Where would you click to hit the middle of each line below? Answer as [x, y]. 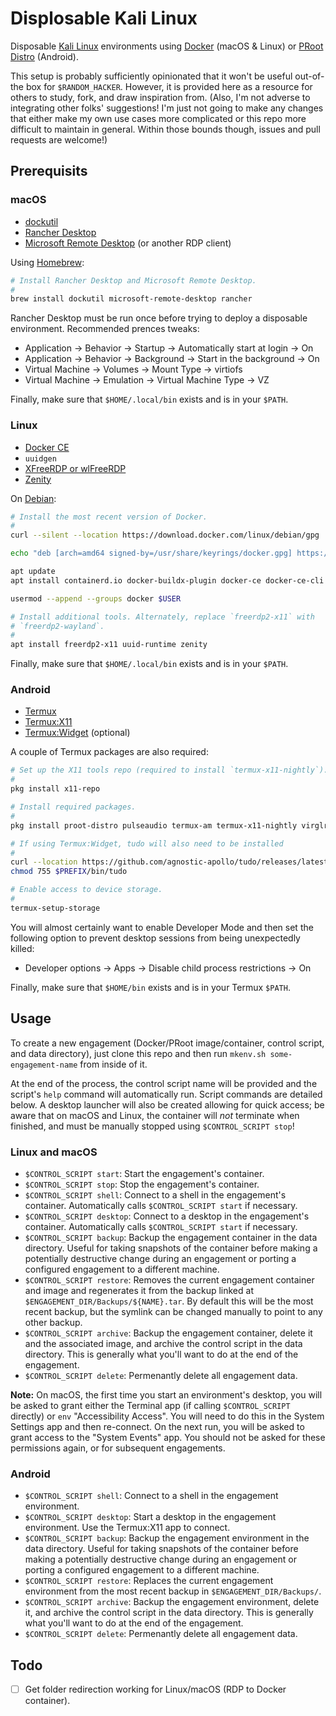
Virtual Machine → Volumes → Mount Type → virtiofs [133, 369]
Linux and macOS [54, 1152]
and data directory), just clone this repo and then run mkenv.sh [138, 1053]
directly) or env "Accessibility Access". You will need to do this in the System [167, 1416]
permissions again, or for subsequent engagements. [118, 1448]
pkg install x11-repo [55, 789]
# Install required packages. [73, 807]
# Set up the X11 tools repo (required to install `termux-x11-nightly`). [169, 770]
